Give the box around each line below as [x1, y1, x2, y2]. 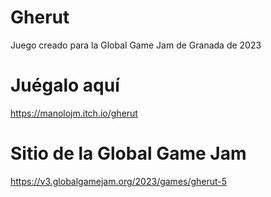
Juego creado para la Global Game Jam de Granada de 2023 [10, 39, 262, 51]
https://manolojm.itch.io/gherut [10, 107, 138, 119]
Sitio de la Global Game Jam [10, 142, 247, 165]
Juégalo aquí [10, 74, 120, 97]
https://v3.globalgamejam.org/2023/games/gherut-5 [10, 175, 228, 187]
